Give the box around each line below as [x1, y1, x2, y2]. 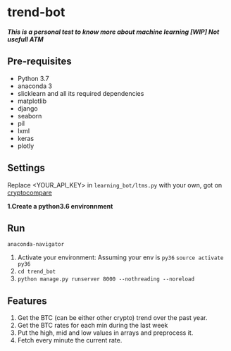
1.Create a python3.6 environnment [7, 202, 113, 210]
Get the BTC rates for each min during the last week [17, 321, 168, 330]
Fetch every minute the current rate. [17, 336, 123, 345]
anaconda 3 [17, 82, 53, 90]
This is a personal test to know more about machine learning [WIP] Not [7, 27, 220, 36]
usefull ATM [7, 35, 44, 43]
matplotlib [17, 97, 47, 105]
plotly [17, 142, 35, 150]
